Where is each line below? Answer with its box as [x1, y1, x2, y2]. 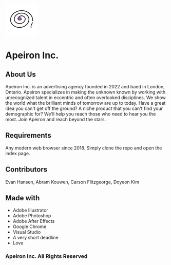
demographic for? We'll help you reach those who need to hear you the [5, 111, 156, 117]
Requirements [5, 131, 51, 140]
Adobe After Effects [12, 218, 55, 224]
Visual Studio [12, 229, 41, 235]
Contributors [5, 165, 48, 174]
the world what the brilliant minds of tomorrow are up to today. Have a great [5, 100, 166, 106]
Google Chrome [12, 223, 47, 230]
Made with [5, 194, 40, 202]
